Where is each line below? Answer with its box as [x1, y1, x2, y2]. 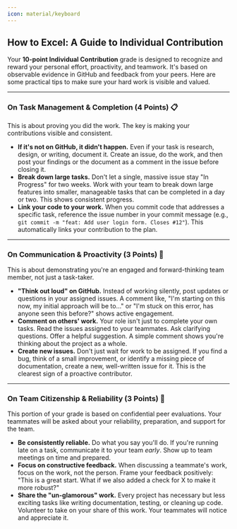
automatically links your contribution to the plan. [17, 225, 158, 233]
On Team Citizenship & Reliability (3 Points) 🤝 [7, 393, 166, 403]
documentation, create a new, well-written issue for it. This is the [17, 362, 206, 371]
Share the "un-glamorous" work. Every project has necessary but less [17, 491, 226, 499]
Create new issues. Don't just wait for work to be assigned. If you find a [17, 347, 228, 356]
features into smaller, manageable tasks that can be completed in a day [17, 187, 225, 196]
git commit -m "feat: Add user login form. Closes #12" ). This [17, 217, 204, 226]
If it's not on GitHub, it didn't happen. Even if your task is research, [17, 142, 214, 151]
